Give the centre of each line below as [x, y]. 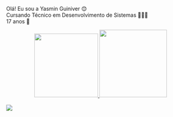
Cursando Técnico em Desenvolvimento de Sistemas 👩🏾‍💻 [77, 15]
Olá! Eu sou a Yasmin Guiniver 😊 [47, 9]
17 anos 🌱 [18, 21]
